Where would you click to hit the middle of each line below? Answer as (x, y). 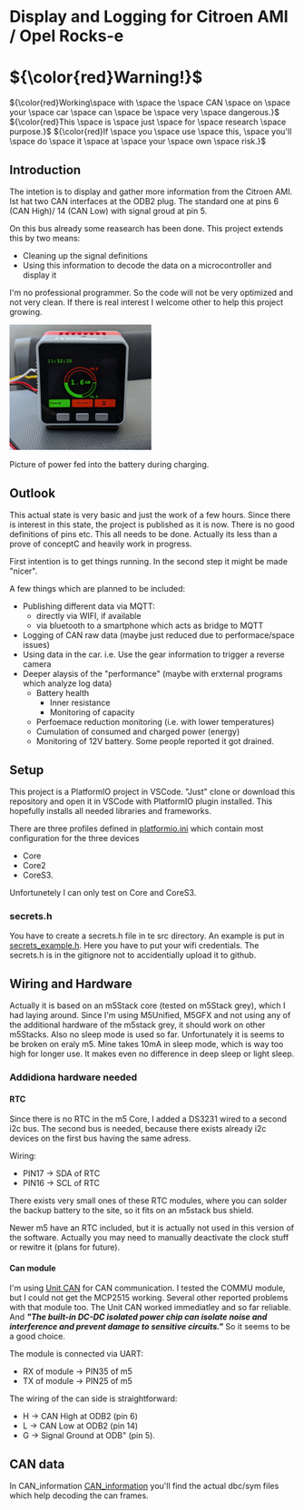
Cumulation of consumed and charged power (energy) (138, 731)
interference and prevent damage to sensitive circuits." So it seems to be (150, 1327)
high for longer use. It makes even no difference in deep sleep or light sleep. (152, 1054)
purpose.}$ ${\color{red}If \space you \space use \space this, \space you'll (151, 132)
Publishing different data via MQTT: (89, 606)
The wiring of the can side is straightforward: (93, 1398)
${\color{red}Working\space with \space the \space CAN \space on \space (150, 103)
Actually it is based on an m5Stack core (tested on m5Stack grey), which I (147, 1005)
